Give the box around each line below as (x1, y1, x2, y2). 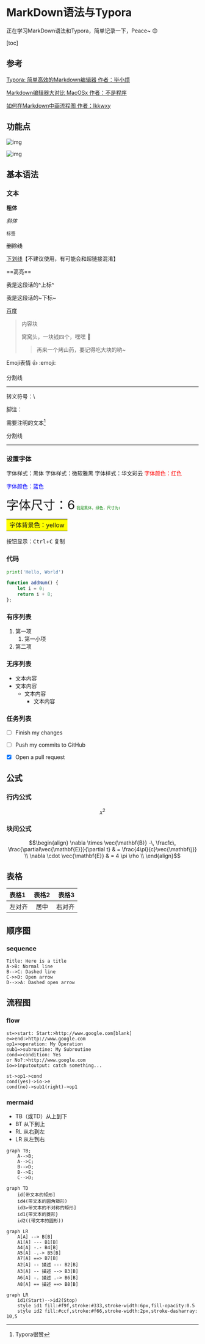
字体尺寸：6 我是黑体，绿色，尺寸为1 (6, 497, 121, 513)
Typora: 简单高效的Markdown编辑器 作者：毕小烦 (6, 76, 130, 83)
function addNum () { (6, 580, 59, 586)
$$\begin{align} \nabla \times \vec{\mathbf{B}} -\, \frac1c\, (29, 839, 176, 846)
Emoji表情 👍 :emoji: (6, 359, 56, 367)
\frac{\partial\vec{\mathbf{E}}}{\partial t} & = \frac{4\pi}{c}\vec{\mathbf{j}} (8, 845, 197, 853)
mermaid (6, 1098, 34, 1107)
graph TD (6, 1185, 29, 1192)
